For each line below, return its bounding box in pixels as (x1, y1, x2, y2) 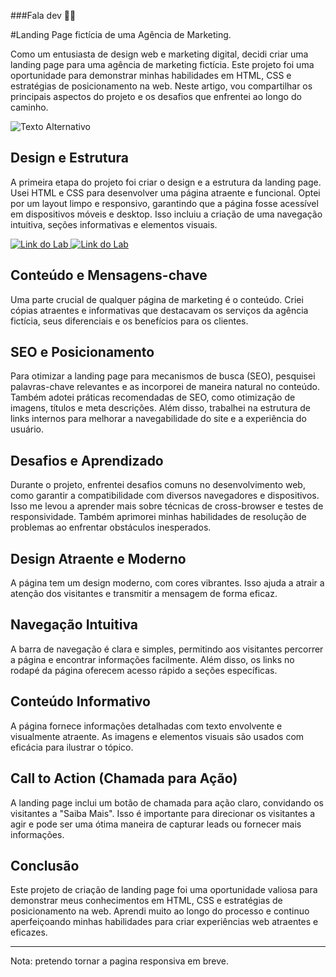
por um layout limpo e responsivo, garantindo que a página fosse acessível (10, 197, 319, 209)
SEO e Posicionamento (10, 344, 155, 361)
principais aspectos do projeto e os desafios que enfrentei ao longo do (10, 91, 302, 102)
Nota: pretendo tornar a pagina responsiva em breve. (10, 955, 229, 967)
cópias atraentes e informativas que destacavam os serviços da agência (10, 304, 309, 316)
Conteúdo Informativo (10, 693, 151, 710)
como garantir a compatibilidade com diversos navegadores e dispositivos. (10, 490, 320, 502)
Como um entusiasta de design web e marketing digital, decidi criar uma (10, 48, 309, 60)
